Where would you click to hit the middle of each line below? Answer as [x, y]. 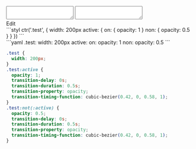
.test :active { [25, 69]
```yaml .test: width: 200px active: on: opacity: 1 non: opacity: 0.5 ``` [88, 42]
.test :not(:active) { [33, 108]
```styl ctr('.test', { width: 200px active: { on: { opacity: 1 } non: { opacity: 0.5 [98, 30]
